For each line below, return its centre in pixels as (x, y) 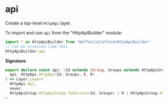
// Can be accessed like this (37, 46)
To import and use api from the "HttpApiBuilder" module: (64, 32)
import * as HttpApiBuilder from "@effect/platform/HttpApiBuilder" (78, 42)
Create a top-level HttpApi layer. (38, 23)
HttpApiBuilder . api (25, 51)
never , (16, 88)
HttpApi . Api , (23, 84)
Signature (16, 60)
